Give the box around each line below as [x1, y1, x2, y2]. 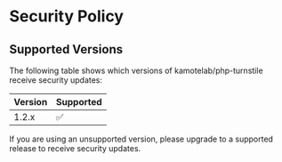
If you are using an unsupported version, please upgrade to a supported [9, 134, 274, 144]
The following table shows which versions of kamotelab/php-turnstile [9, 65, 264, 76]
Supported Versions [9, 42, 123, 57]
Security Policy [9, 6, 125, 27]
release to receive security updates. [9, 143, 141, 153]
